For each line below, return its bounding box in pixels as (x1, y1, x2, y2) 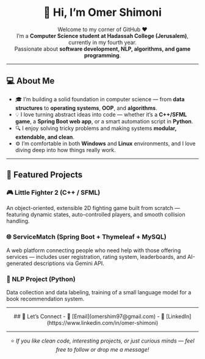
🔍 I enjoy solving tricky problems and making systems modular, (15, 125, 177, 132)
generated (6, 259, 32, 267)
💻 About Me (6, 76, 55, 86)
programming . (84, 51, 121, 59)
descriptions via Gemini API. (33, 259, 105, 267)
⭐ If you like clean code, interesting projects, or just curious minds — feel (10, 337, 195, 344)
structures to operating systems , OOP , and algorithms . (15, 104, 157, 112)
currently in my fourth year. (68, 38, 137, 46)
